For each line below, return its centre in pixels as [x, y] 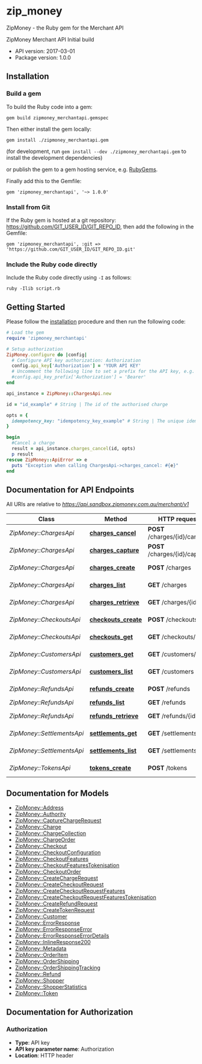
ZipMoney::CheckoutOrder [48, 872]
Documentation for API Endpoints [70, 490]
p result [23, 454]
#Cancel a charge [33, 443]
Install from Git [28, 207]
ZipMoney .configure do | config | [47, 355]
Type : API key [32, 1042]
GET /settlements [172, 751]
